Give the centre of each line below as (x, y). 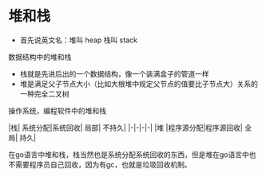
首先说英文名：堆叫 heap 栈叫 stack (79, 40)
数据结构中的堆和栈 (40, 57)
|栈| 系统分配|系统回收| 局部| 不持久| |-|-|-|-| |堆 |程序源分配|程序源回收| (126, 128)
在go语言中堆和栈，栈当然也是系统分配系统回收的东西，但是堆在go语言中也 (132, 154)
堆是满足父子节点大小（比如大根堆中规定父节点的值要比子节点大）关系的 (139, 84)
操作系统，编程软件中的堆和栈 (57, 110)
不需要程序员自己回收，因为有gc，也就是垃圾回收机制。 (100, 164)
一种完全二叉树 (44, 93)
